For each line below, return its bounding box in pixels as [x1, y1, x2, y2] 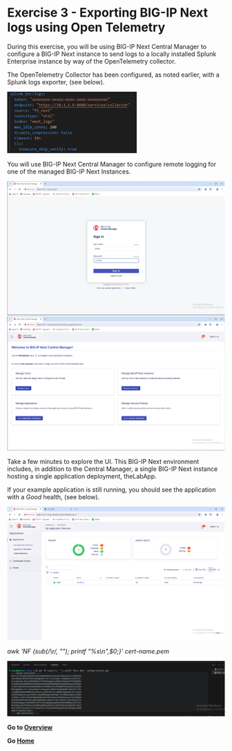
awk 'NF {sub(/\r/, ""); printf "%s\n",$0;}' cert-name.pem [7, 647, 169, 656]
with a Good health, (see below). [7, 492, 100, 501]
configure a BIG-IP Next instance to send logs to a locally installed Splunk [7, 50, 217, 58]
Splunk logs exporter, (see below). [7, 77, 105, 86]
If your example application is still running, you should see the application [7, 485, 216, 494]
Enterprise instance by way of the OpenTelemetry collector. [7, 57, 176, 65]
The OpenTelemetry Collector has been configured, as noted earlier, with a [7, 71, 220, 79]
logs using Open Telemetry [7, 19, 166, 35]
